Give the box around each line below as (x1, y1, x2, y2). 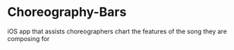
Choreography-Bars (7, 4, 127, 20)
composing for (7, 34, 50, 42)
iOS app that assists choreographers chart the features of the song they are (7, 27, 228, 35)
